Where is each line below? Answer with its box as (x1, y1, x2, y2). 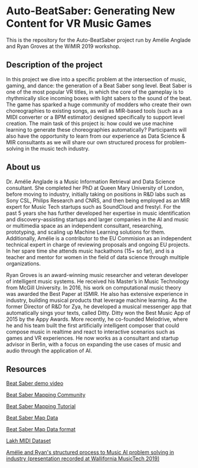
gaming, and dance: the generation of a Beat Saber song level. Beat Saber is (6, 82, 192, 89)
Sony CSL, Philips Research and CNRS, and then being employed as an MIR (6, 197, 190, 204)
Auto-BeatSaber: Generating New (6, 4, 176, 18)
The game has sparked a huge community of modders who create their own (6, 101, 192, 108)
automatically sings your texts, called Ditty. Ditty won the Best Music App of (6, 309, 191, 316)
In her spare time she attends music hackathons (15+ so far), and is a (6, 247, 174, 254)
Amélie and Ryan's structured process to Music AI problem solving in (6, 449, 174, 456)
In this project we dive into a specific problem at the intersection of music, (6, 75, 187, 82)
